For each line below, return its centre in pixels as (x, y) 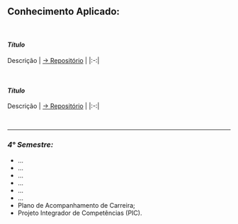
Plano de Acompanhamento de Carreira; (76, 205)
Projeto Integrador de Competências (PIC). (80, 213)
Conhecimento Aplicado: (64, 12)
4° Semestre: (30, 145)
